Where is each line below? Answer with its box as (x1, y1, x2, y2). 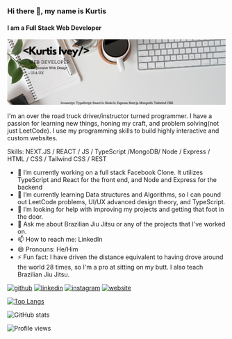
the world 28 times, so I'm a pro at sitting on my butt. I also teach (17, 263, 204, 272)
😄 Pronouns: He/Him (17, 245, 78, 254)
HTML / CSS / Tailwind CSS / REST (7, 155, 107, 163)
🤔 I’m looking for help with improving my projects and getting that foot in (17, 205, 224, 214)
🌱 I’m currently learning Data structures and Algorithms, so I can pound (17, 190, 221, 199)
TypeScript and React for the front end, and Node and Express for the (17, 176, 217, 184)
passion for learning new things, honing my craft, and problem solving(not (7, 119, 219, 128)
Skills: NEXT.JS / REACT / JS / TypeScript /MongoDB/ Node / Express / (7, 147, 210, 156)
